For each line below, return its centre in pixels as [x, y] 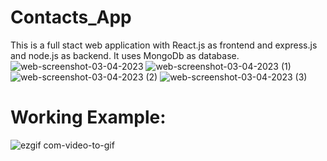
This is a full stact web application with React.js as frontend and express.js [164, 45]
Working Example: [88, 117]
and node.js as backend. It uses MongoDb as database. [125, 55]
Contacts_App [71, 17]
